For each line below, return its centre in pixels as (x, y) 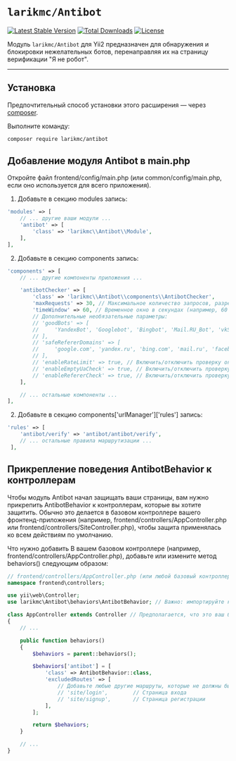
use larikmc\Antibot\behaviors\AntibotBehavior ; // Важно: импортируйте (116, 602)
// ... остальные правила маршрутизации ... (86, 441)
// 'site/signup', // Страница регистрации (131, 699)
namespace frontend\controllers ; (56, 583)
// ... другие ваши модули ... (66, 218)
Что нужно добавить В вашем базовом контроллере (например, (104, 548)
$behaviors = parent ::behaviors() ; (85, 654)
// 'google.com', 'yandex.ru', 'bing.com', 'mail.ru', (121, 349)
